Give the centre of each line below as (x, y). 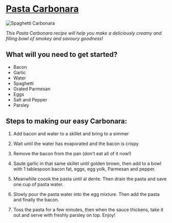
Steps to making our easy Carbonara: (67, 121)
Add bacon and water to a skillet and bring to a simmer (71, 133)
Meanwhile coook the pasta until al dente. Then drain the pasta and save (90, 179)
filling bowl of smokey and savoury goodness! (55, 38)
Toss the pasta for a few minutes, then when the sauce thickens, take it (88, 209)
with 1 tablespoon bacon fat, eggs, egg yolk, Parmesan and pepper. (84, 169)
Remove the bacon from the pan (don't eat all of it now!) (72, 153)
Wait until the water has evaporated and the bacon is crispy (76, 144)
